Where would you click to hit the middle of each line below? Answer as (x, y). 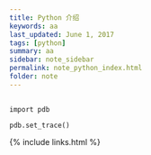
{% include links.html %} (55, 142)
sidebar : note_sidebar (52, 59)
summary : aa (31, 51)
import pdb (30, 110)
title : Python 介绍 (44, 18)
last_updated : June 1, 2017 (62, 34)
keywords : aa (34, 26)
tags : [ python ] (38, 43)
